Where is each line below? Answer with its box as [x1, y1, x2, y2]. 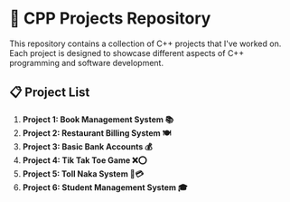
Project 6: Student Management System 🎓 [22, 181, 188, 193]
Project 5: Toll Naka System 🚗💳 [22, 168, 145, 179]
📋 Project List [9, 85, 90, 101]
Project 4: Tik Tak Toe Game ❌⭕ [22, 154, 147, 166]
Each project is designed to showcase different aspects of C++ [9, 47, 245, 58]
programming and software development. [9, 57, 164, 68]
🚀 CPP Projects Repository [9, 8, 211, 29]
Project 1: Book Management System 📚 [22, 113, 174, 125]
